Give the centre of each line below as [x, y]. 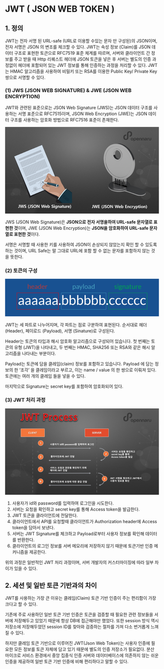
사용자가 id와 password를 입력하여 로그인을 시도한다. [63, 503]
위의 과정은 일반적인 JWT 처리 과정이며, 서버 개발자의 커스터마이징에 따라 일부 [79, 563]
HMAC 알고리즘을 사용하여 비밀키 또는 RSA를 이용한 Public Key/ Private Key [84, 71]
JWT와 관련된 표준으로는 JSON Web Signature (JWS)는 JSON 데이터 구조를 [79, 108]
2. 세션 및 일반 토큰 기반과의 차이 [51, 585]
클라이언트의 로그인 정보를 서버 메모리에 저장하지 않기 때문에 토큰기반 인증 [82, 546]
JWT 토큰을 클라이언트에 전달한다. [45, 515]
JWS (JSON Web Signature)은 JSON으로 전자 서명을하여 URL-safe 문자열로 [79, 222]
